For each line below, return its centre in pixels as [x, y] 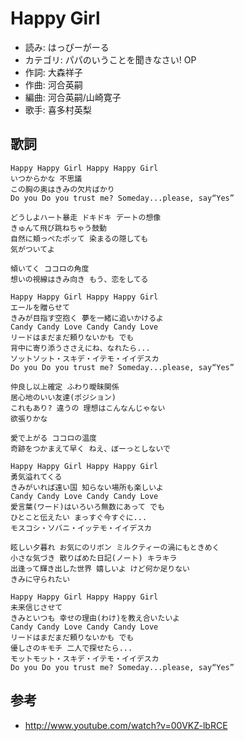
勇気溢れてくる [36, 477]
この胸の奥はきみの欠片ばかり [62, 189]
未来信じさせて [36, 607]
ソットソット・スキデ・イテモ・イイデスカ [85, 358]
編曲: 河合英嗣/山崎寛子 [73, 97]
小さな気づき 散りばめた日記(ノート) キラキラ [94, 558]
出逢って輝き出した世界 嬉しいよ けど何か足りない [100, 568]
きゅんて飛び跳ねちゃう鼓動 [58, 228]
